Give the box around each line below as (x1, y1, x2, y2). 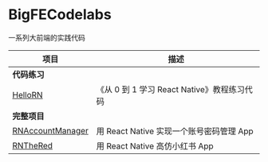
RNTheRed (12, 140, 53, 151)
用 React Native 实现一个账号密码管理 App (96, 125, 254, 137)
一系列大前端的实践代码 (8, 33, 85, 42)
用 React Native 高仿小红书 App (96, 141, 214, 152)
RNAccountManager (12, 125, 89, 136)
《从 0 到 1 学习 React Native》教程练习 (96, 83, 246, 94)
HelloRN (12, 89, 43, 100)
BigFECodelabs (8, 6, 112, 24)
